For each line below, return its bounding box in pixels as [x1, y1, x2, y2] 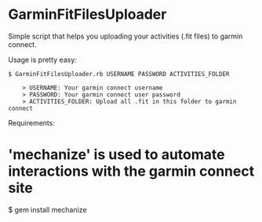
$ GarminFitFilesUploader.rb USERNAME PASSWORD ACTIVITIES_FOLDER [8, 70, 230, 78]
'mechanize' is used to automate [8, 146, 225, 164]
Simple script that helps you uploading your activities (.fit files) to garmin [8, 31, 243, 41]
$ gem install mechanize [8, 205, 88, 214]
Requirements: [8, 118, 55, 127]
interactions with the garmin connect [8, 162, 255, 180]
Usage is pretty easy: [8, 55, 77, 64]
